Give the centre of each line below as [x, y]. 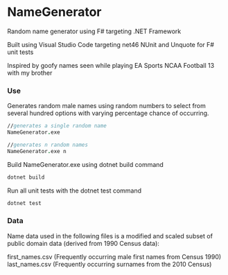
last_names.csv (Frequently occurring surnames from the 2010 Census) [109, 264]
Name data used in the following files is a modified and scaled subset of [110, 236]
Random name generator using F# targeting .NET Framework [94, 31]
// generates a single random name [57, 126]
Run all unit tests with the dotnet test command [74, 190]
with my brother [30, 73]
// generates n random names [48, 145]
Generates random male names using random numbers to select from [107, 106]
